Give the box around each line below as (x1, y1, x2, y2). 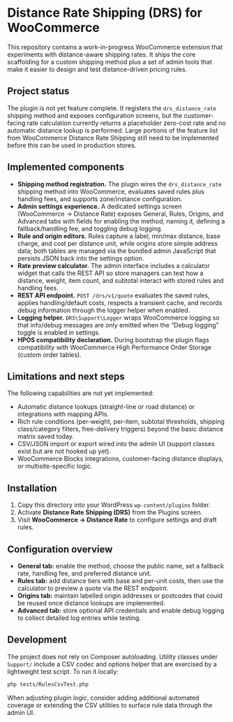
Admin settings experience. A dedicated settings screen (17, 202, 183, 210)
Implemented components (7, 161, 124, 173)
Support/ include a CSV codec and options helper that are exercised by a (7, 660, 218, 668)
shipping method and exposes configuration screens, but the (7, 111, 183, 119)
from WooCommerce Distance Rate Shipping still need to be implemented (7, 133, 219, 142)
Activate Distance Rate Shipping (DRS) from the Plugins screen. (17, 508, 203, 517)
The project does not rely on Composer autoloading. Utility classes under (7, 652, 218, 661)
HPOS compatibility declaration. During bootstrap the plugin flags (17, 335, 209, 344)
